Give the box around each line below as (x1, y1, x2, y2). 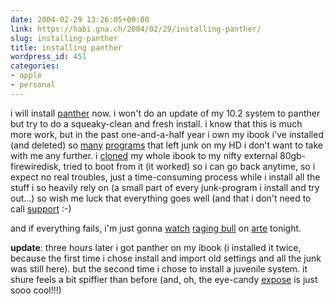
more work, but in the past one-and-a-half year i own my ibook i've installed (10, 128, 324, 140)
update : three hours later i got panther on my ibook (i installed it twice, (10, 241, 302, 253)
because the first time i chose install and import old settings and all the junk (10, 252, 322, 264)
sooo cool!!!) (10, 284, 62, 296)
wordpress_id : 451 (10, 52, 87, 62)
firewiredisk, (10, 160, 62, 172)
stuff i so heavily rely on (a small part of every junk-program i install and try (10, 181, 320, 193)
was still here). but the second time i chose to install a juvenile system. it (10, 262, 308, 275)
